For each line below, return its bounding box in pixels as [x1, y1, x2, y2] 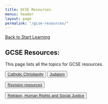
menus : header [5, 12, 34, 17]
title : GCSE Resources [5, 7, 51, 12]
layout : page [5, 16, 32, 21]
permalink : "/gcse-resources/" [5, 21, 69, 26]
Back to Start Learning [5, 34, 50, 40]
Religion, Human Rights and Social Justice [7, 93, 85, 98]
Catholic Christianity [7, 72, 44, 77]
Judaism [49, 72, 65, 77]
